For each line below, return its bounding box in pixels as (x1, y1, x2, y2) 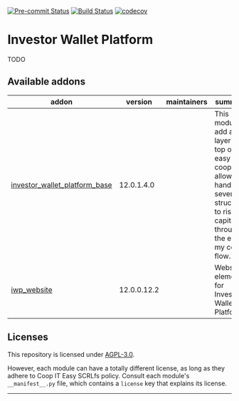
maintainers (166, 97, 208, 107)
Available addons (7, 75, 86, 88)
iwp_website (11, 284, 53, 294)
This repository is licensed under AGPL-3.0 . (7, 350, 135, 358)
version (125, 97, 153, 107)
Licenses (7, 331, 48, 343)
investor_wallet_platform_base (11, 180, 112, 190)
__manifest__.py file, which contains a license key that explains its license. (7, 379, 228, 387)
